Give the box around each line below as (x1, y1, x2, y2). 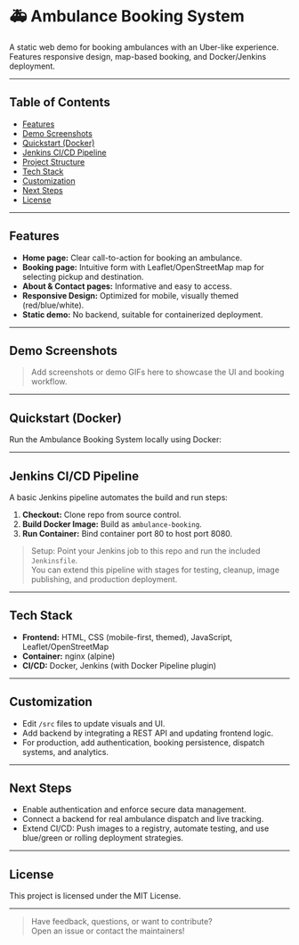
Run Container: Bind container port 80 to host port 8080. (21, 529, 233, 538)
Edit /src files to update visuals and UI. (21, 718, 166, 728)
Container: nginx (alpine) (21, 651, 116, 661)
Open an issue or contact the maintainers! (30, 925, 185, 936)
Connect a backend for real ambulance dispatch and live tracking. (21, 814, 264, 825)
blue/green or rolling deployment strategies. (21, 833, 184, 843)
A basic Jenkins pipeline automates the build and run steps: (9, 492, 229, 503)
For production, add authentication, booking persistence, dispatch (21, 736, 265, 748)
